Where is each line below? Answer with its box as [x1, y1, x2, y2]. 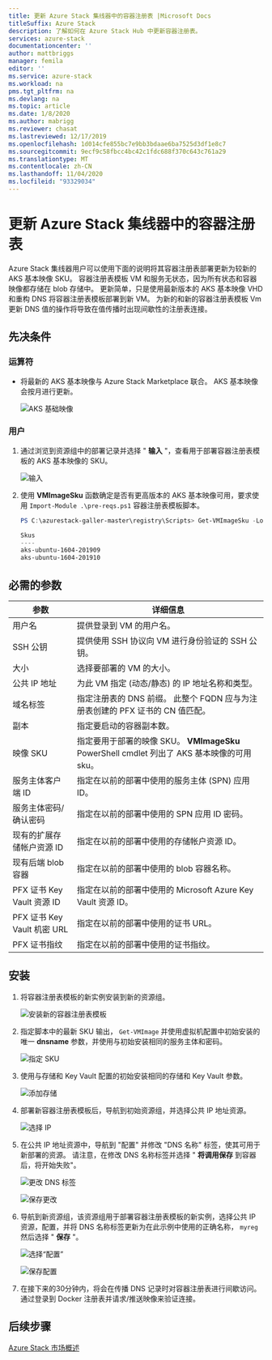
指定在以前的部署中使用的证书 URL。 [76, 917, 217, 928]
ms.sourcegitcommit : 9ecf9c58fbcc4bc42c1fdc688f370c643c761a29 [8, 147, 227, 156]
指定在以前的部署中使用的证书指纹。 [76, 939, 215, 950]
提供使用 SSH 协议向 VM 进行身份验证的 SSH [76, 635, 248, 646]
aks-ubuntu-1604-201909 [19, 546, 101, 555]
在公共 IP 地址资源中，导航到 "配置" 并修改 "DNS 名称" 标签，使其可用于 [19, 1140, 261, 1149]
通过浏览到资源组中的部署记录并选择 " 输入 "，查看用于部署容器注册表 [19, 446, 253, 455]
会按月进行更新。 [19, 386, 78, 396]
